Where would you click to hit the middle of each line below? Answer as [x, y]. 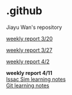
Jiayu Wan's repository [34, 27]
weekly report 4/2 [28, 61]
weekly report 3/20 [30, 38]
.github [24, 11]
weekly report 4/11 [29, 73]
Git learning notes [28, 85]
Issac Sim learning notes [36, 79]
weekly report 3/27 [29, 50]
